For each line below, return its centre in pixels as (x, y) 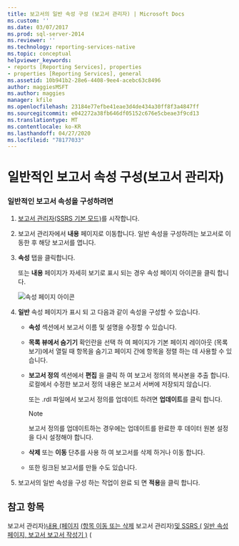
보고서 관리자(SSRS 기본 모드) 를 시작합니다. (78, 218)
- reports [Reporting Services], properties (75, 67)
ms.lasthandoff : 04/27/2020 (49, 133)
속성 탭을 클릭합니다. (46, 257)
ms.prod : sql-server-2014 (46, 34)
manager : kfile (30, 101)
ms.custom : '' (29, 21)
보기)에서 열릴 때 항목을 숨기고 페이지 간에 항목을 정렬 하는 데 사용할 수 (126, 351)
